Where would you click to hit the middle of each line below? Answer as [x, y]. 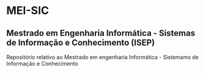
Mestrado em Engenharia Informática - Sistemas [101, 33]
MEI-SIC [28, 11]
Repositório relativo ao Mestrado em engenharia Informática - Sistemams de [102, 57]
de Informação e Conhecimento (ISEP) [80, 42]
